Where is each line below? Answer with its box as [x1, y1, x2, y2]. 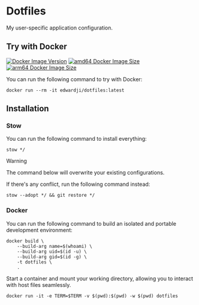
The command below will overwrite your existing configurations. [6, 169, 165, 176]
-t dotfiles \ [17, 259, 52, 265]
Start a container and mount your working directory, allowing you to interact [6, 275, 194, 282]
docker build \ [6, 238, 44, 244]
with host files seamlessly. [6, 281, 71, 288]
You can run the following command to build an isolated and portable [6, 220, 177, 227]
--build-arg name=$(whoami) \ [17, 243, 93, 249]
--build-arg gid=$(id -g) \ [17, 254, 87, 260]
